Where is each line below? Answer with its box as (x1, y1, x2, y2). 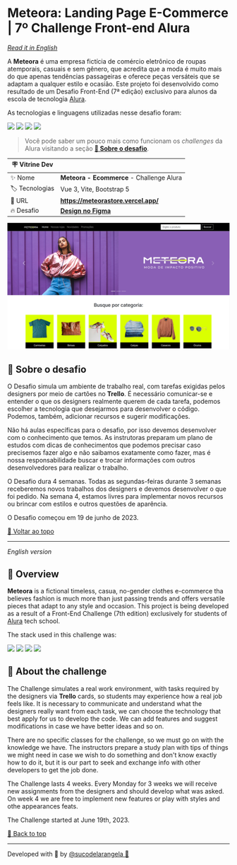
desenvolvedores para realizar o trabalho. (7, 463, 129, 472)
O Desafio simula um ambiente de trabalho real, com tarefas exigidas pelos (7, 382, 226, 390)
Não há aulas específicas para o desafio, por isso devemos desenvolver (7, 426, 217, 434)
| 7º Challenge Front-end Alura (7, 20, 190, 36)
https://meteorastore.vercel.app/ (60, 197, 159, 205)
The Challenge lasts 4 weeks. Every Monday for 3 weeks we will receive (7, 779, 217, 788)
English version (7, 547, 52, 556)
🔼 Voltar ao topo (7, 527, 54, 535)
